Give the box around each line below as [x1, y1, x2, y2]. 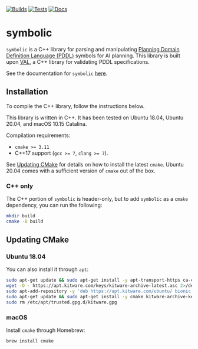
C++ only [6, 182, 34, 190]
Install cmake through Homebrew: [6, 327, 85, 334]
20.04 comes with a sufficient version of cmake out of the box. [6, 167, 156, 174]
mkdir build [6, 213, 35, 219]
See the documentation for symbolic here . [6, 70, 108, 77]
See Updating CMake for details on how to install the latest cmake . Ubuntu [6, 161, 184, 168]
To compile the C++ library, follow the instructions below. [6, 102, 145, 109]
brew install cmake [6, 338, 54, 344]
